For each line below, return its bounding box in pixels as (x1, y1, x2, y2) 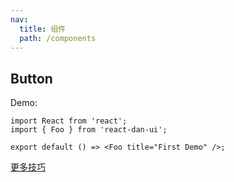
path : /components (19, 33, 97, 43)
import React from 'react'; (10, 116, 128, 126)
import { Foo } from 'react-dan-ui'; (10, 125, 168, 135)
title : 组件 (19, 24, 67, 34)
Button (10, 70, 53, 87)
